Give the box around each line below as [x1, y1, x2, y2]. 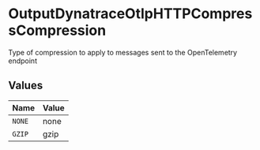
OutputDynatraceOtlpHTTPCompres [8, 5, 253, 23]
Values [8, 79, 43, 92]
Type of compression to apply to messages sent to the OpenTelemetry [8, 47, 238, 57]
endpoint [8, 56, 38, 66]
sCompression [8, 21, 107, 39]
